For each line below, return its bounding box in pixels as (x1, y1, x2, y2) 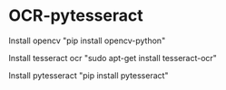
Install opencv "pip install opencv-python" (8, 35, 166, 46)
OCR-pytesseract (8, 5, 143, 26)
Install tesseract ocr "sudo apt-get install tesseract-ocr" (8, 52, 217, 63)
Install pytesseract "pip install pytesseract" (8, 69, 169, 81)
